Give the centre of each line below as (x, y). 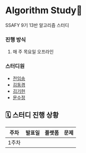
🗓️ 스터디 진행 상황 (32, 115)
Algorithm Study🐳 (44, 10)
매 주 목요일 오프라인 (33, 52)
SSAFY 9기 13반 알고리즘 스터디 (37, 25)
